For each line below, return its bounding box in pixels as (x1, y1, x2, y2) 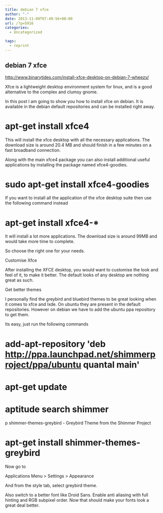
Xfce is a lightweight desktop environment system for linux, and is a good (5, 83, 152, 89)
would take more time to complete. (5, 239, 75, 245)
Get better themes (5, 287, 42, 293)
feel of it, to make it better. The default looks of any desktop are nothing (5, 272, 149, 278)
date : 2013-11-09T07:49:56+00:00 (5, 16, 73, 21)
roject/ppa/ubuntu (5, 359, 82, 370)
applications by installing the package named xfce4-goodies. (5, 162, 128, 167)
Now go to (5, 463, 26, 469)
